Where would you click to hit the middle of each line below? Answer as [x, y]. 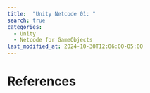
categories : [25, 27]
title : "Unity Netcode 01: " [52, 14]
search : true [26, 20]
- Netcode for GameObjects [53, 40]
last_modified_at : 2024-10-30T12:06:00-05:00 [75, 46]
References [42, 81]
